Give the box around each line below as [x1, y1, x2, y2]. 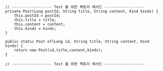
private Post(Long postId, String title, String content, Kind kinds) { [5, 9, 159, 14]
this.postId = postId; [14, 13, 61, 18]
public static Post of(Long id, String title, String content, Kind [5, 39, 150, 44]
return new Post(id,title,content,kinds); [14, 48, 103, 53]
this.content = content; [14, 22, 65, 27]
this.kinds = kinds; [14, 26, 56, 31]
